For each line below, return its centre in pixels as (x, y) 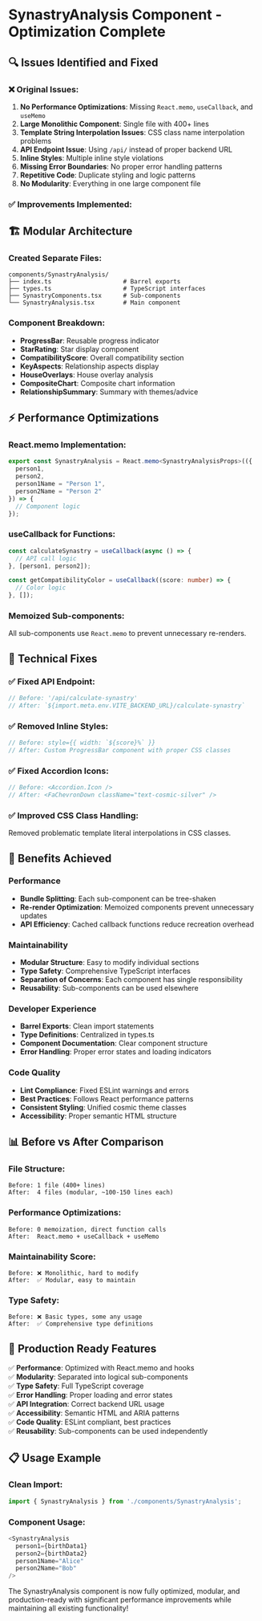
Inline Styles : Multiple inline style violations (92, 157)
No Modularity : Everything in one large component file (110, 183)
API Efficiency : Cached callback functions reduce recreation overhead (137, 924)
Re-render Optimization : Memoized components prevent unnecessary (137, 907)
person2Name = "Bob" (46, 1568)
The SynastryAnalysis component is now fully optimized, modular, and (124, 1591)
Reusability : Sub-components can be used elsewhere (109, 988)
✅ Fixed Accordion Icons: (59, 771)
